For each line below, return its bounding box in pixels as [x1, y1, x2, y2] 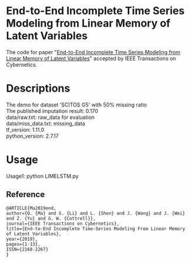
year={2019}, [6, 236, 38, 242]
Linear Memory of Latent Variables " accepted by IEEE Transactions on [6, 55, 176, 62]
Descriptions [6, 82, 71, 95]
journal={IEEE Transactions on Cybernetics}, [6, 221, 119, 227]
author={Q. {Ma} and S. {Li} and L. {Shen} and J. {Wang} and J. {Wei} [6, 210, 185, 216]
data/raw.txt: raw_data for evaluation [6, 114, 95, 121]
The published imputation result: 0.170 [6, 107, 99, 114]
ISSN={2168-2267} [6, 246, 49, 252]
